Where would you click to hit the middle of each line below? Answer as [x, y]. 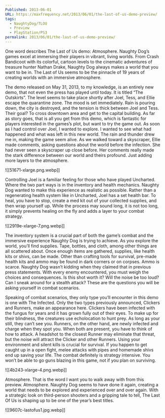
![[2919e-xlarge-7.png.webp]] [35, 226]
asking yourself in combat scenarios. [43, 288]
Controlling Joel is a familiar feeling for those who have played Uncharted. [80, 179]
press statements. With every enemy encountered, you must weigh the [77, 272]
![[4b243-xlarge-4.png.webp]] [36, 370]
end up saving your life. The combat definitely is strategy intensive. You [78, 355]
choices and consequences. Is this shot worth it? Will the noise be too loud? [82, 277]
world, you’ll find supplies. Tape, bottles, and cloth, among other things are [81, 246]
